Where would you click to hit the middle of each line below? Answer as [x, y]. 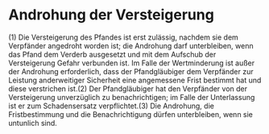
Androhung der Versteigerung [112, 15]
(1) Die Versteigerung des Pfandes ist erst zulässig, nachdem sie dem [124, 37]
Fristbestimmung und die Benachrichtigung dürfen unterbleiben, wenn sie [131, 114]
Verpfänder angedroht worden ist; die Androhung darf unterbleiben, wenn [131, 45]
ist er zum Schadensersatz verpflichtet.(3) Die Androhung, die [112, 106]
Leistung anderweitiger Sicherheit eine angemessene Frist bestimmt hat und [135, 80]
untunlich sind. [33, 123]
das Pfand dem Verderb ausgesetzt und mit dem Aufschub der [112, 54]
